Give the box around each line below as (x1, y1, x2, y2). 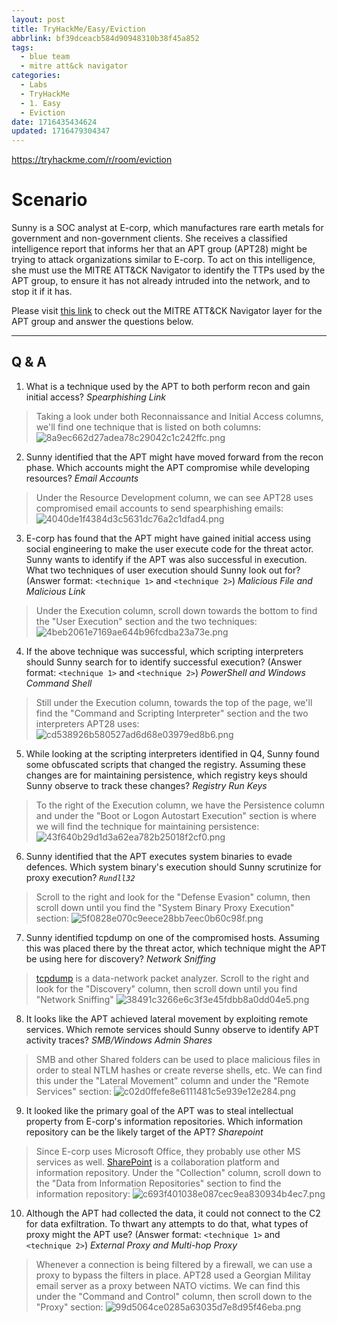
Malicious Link (25, 585, 86, 597)
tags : (11, 42, 34, 53)
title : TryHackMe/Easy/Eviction (11, 24, 146, 34)
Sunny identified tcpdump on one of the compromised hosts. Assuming (25, 931, 320, 943)
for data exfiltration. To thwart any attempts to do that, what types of (25, 1217, 309, 1230)
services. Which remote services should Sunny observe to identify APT (25, 1023, 320, 1035)
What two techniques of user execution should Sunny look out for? (25, 564, 301, 576)
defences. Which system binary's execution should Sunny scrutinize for (25, 861, 322, 873)
